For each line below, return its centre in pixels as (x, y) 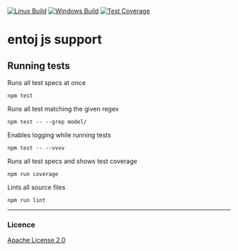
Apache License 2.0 (36, 240)
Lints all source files (36, 187)
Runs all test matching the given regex (63, 109)
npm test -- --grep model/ (47, 122)
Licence (21, 225)
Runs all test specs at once (47, 83)
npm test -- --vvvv (36, 148)
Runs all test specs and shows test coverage (72, 161)
